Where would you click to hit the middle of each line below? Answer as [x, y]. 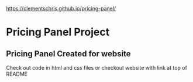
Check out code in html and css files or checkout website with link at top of [96, 68]
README [17, 74]
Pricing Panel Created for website [68, 54]
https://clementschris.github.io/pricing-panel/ [61, 8]
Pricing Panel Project [58, 32]
